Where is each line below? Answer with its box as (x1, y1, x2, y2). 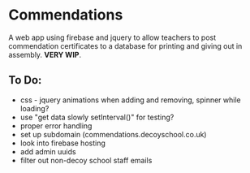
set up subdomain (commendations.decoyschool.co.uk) (19, 129, 207, 139)
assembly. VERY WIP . (8, 50, 82, 59)
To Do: (8, 73, 42, 87)
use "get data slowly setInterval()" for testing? (19, 112, 175, 122)
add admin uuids (19, 146, 76, 156)
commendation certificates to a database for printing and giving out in (8, 41, 243, 50)
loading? (19, 103, 50, 113)
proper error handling (19, 120, 93, 131)
